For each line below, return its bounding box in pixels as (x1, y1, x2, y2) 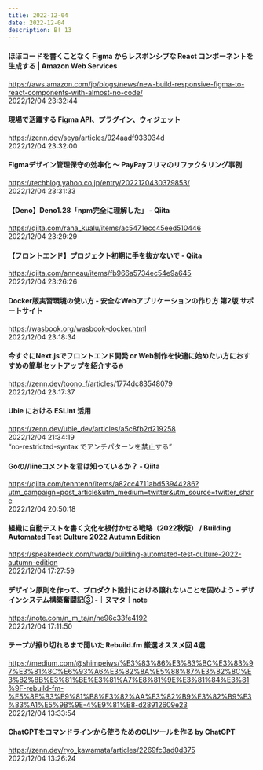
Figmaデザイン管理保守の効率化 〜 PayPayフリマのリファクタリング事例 (8, 160, 243, 170)
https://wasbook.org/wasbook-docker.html (8, 324, 147, 333)
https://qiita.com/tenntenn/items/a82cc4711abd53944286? (8, 479, 199, 489)
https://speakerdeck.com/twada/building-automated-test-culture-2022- (8, 549, 242, 559)
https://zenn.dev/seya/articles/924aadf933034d (8, 133, 165, 142)
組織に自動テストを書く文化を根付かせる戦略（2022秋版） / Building (8, 523, 232, 533)
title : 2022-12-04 (8, 11, 68, 20)
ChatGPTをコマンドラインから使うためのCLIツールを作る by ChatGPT (8, 728, 236, 737)
